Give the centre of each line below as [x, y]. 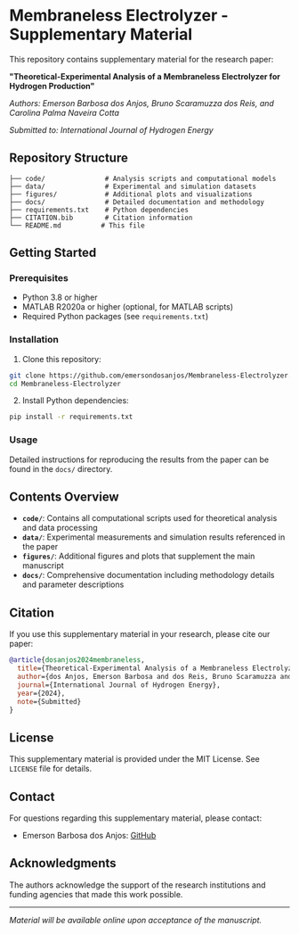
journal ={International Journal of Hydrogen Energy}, [119, 685]
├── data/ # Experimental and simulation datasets [133, 186]
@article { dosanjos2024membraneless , [77, 660]
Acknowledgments [63, 863]
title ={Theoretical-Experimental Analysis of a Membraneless [133, 669]
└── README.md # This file [77, 225]
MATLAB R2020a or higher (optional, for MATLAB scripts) [128, 307]
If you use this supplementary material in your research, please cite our [140, 634]
